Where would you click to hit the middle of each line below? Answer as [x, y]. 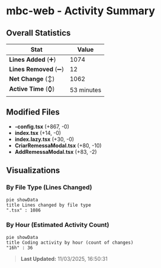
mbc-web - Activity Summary [81, 11]
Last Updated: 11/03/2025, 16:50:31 [64, 258]
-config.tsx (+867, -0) [42, 127]
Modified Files [33, 112]
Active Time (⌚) [32, 89]
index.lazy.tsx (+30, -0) [44, 139]
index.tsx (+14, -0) [38, 133]
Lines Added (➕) [33, 59]
